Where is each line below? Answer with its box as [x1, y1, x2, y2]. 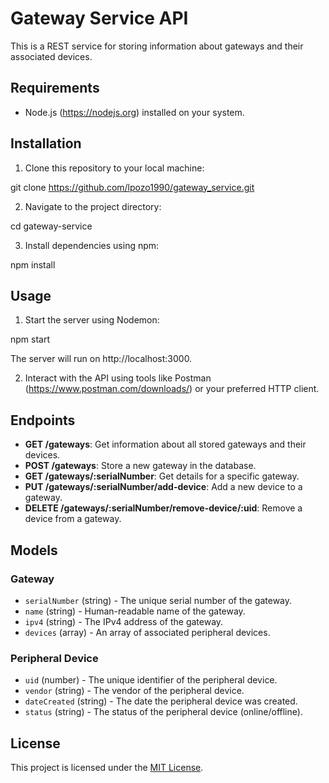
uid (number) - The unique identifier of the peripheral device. [24, 674, 278, 686]
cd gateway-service [10, 220, 93, 232]
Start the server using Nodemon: [24, 314, 160, 326]
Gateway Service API [10, 7, 189, 30]
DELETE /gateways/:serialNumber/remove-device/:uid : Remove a [24, 502, 303, 514]
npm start [10, 333, 51, 346]
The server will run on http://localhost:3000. [10, 353, 193, 365]
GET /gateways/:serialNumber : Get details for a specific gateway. [24, 470, 300, 482]
